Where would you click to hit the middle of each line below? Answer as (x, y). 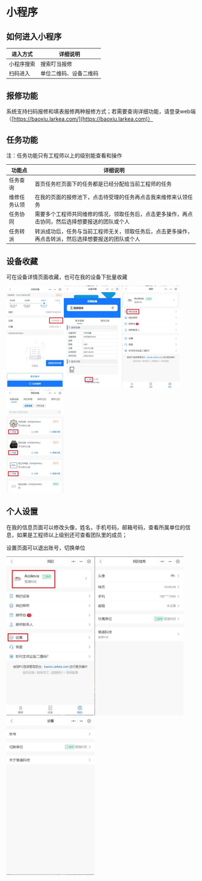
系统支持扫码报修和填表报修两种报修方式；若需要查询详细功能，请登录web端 (101, 112)
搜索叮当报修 (56, 63)
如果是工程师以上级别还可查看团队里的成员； (72, 535)
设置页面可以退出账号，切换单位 (46, 547)
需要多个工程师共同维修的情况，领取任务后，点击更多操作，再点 (114, 214)
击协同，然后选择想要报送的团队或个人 (82, 221)
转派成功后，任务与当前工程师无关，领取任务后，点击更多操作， (114, 231)
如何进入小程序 (34, 37)
